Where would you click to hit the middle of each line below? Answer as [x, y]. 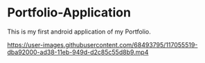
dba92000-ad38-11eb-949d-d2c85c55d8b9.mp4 [78, 52]
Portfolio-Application [69, 13]
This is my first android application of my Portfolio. [79, 32]
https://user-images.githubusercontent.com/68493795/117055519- [102, 45]
